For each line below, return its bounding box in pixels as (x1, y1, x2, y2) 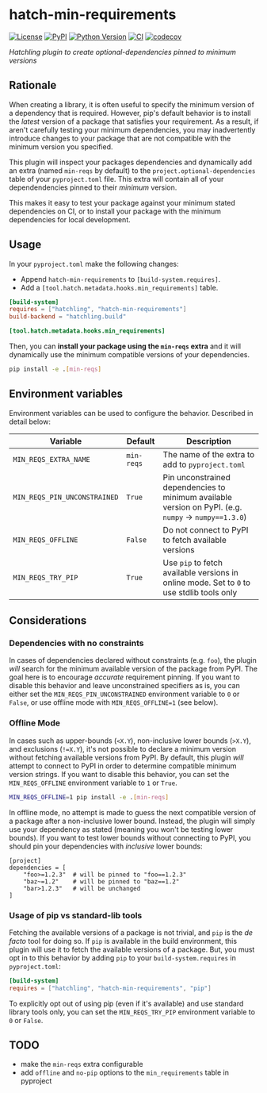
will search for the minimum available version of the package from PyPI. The (9, 664, 258, 674)
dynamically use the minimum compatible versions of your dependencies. (9, 350, 250, 360)
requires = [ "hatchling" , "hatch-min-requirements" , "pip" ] (9, 984, 212, 992)
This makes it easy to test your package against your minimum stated (9, 198, 236, 207)
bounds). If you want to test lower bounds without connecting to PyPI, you (9, 833, 251, 842)
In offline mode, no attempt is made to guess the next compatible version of (9, 807, 257, 817)
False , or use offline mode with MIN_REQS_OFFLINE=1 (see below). (9, 698, 219, 707)
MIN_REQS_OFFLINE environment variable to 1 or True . (9, 778, 177, 787)
